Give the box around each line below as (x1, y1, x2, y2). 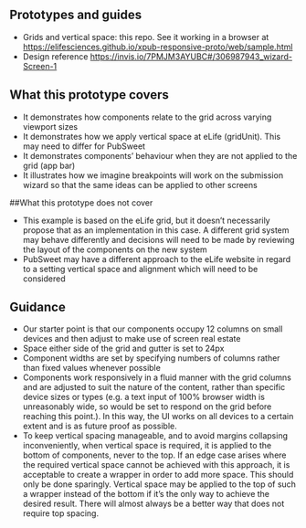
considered (22, 273, 66, 284)
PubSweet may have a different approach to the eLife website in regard (22, 253, 291, 264)
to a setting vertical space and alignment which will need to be (22, 263, 259, 274)
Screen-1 (22, 60, 58, 71)
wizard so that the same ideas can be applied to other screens (22, 179, 258, 190)
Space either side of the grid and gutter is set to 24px (22, 343, 225, 354)
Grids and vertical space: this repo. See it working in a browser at (22, 31, 269, 42)
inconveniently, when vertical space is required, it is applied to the (22, 440, 272, 451)
